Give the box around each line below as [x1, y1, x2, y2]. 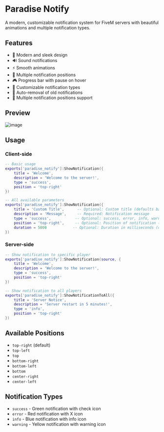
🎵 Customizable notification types [12, 84, 81, 90]
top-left [12, 348, 30, 353]
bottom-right [12, 358, 39, 364]
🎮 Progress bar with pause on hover [12, 77, 86, 83]
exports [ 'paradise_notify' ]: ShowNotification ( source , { [5, 257, 121, 262]
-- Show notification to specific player [5, 252, 91, 257]
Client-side [5, 151, 32, 157]
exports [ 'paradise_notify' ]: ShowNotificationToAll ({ [5, 293, 115, 298]
